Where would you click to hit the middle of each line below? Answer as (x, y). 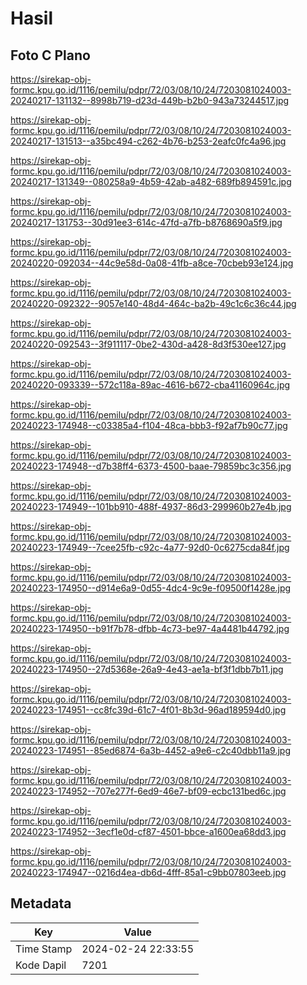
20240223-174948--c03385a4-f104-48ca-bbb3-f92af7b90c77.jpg (149, 425)
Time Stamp (44, 949)
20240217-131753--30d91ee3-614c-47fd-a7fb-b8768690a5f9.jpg (146, 222)
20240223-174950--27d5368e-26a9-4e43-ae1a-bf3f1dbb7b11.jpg (147, 669)
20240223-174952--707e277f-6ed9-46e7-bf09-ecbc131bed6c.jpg (148, 791)
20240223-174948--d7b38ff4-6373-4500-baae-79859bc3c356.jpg (151, 466)
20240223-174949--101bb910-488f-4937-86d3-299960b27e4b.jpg (151, 506)
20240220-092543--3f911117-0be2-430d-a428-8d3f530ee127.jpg (148, 344)
